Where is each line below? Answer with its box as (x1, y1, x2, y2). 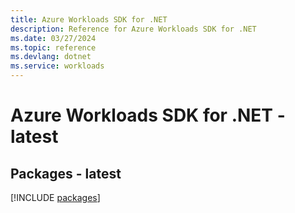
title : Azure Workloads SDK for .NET (10, 14, 168, 25)
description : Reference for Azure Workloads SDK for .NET (10, 24, 257, 34)
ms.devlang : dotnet (10, 52, 92, 62)
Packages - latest (10, 165, 122, 182)
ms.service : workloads (10, 61, 105, 71)
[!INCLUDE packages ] (10, 192, 101, 203)
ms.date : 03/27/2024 (10, 33, 97, 43)
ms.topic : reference (10, 42, 97, 53)
